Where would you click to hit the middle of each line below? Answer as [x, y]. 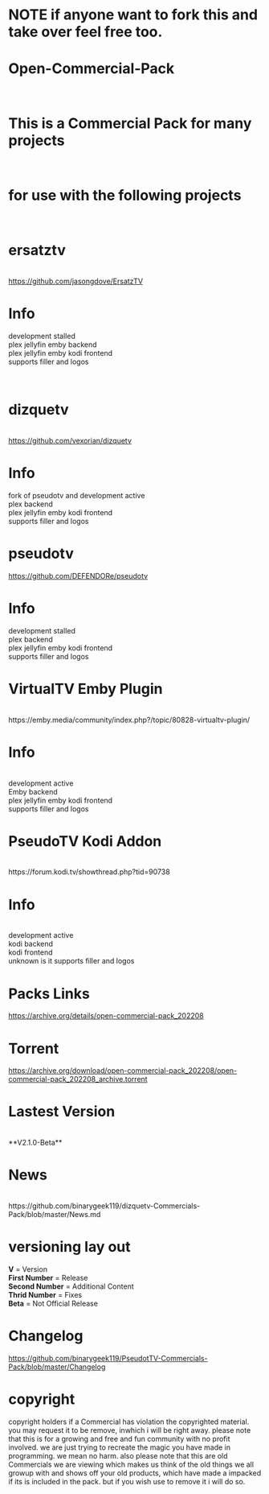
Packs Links [49, 994]
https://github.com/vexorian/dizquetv [70, 440]
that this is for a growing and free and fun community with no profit [119, 1438]
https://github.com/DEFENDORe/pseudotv [78, 576]
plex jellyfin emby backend [53, 345]
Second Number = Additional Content [71, 1286]
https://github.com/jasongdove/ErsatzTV [75, 281]
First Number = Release [48, 1278]
